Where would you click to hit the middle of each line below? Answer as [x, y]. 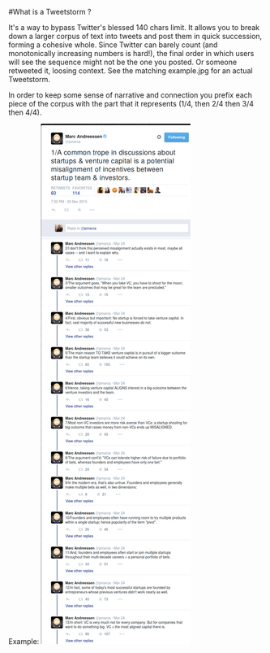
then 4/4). [25, 112]
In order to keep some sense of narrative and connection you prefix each [131, 95]
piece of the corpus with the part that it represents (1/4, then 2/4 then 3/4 [131, 104]
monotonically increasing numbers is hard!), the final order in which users [131, 53]
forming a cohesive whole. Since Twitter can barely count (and [113, 45]
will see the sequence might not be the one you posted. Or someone [123, 62]
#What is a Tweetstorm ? [50, 12]
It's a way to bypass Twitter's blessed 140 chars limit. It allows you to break [134, 27]
